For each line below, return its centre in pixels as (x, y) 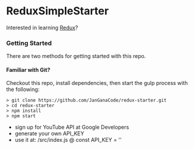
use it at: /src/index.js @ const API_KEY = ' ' (68, 140)
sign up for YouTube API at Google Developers (72, 127)
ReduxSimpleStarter (58, 11)
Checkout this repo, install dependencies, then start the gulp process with (97, 83)
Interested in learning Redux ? (42, 28)
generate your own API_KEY (50, 133)
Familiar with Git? (28, 69)
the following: (23, 89)
